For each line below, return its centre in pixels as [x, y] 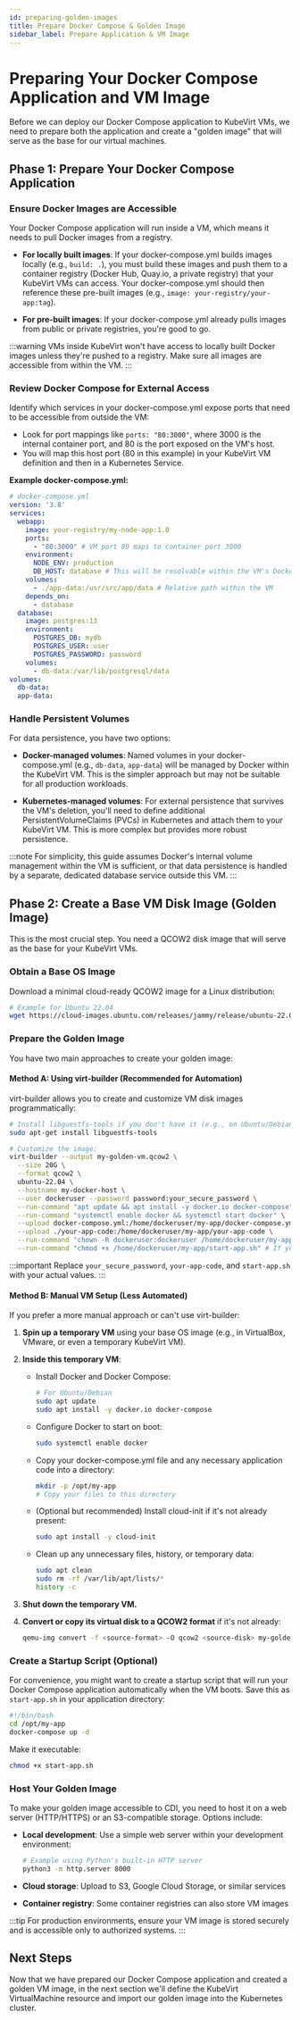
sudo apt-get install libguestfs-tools [83, 1132]
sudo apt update [66, 1402]
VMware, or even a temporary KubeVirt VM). [104, 1342]
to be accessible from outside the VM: [79, 417]
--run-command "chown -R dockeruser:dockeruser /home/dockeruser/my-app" [157, 1240]
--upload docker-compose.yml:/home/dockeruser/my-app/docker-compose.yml [157, 1223]
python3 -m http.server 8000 [76, 1869]
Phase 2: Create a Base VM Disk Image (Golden [143, 903]
